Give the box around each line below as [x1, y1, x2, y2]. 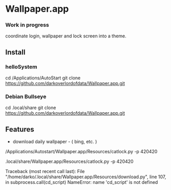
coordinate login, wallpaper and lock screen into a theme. [5, 33, 126, 39]
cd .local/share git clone [5, 104, 56, 111]
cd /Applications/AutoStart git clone [5, 75, 81, 81]
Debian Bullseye [5, 93, 47, 100]
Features [5, 125, 34, 134]
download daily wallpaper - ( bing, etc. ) [12, 139, 97, 145]
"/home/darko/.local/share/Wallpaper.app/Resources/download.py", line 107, [5, 174, 166, 180]
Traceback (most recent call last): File [5, 168, 85, 175]
